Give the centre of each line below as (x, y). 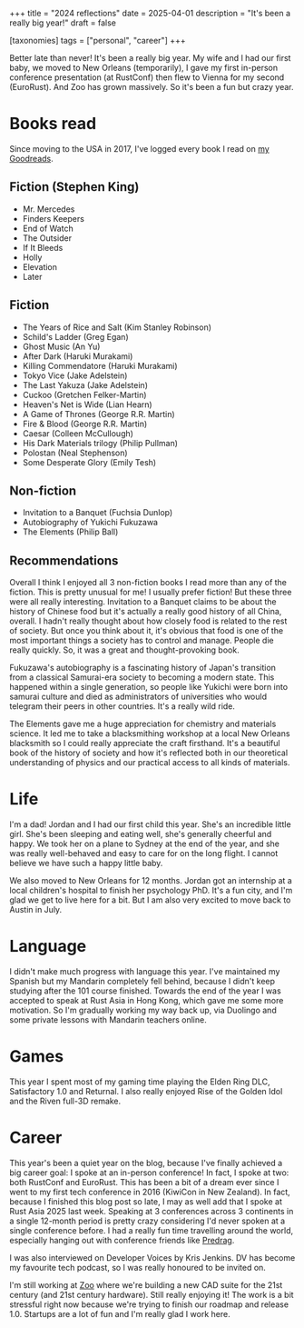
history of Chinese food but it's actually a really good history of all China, (146, 612)
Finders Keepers (53, 218)
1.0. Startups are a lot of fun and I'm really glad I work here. (120, 1313)
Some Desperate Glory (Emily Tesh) (89, 462)
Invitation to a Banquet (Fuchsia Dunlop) (98, 513)
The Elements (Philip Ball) (70, 532)
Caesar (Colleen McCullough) (78, 433)
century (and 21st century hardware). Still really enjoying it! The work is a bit (152, 1294)
